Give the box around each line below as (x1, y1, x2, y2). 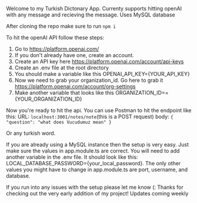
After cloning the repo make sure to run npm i (6, 23, 116, 29)
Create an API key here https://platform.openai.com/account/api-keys (14, 58, 184, 65)
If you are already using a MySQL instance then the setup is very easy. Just (6, 141, 189, 148)
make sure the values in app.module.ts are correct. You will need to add (6, 147, 180, 154)
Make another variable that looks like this (14, 89, 115, 96)
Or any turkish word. (6, 129, 56, 137)
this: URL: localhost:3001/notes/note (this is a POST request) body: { (6, 113, 173, 120)
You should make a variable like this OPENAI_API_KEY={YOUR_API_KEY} (14, 71, 190, 77)
